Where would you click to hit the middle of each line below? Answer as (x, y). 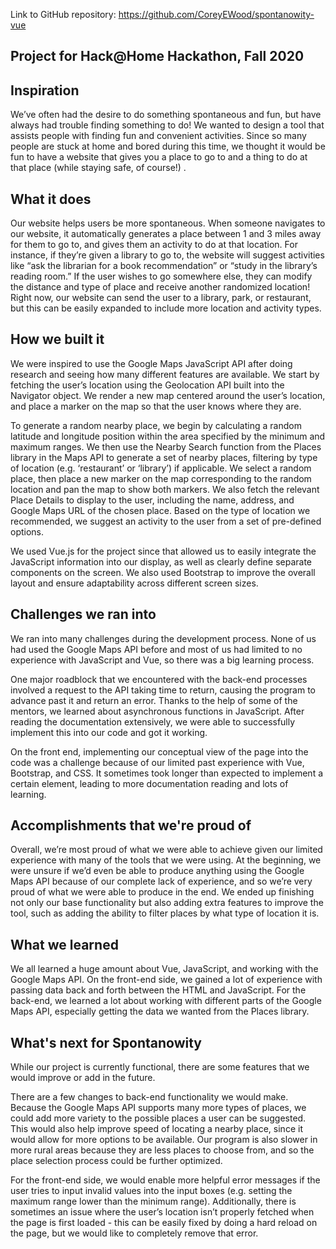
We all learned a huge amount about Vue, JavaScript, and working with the (164, 969)
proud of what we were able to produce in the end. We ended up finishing (162, 892)
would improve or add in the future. (83, 1078)
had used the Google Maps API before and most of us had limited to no (156, 649)
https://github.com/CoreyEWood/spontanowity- (216, 14)
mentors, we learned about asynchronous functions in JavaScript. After (157, 711)
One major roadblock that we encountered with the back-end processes (159, 679)
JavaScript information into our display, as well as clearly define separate (161, 561)
